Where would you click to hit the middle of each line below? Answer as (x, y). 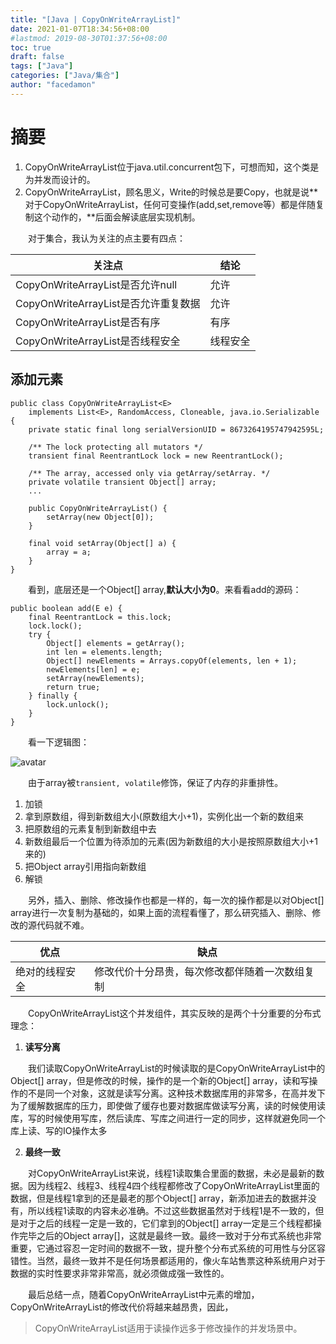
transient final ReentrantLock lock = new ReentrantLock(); (156, 456)
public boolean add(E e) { (66, 608)
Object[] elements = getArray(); (116, 643)
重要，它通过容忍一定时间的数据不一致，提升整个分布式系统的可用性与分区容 (168, 1248)
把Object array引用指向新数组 (85, 866)
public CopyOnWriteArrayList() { (98, 508)
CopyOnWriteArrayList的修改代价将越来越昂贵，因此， (122, 1307)
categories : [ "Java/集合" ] (65, 76)
